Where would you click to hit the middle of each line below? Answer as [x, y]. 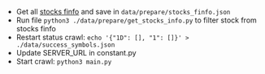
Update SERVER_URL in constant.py [76, 53]
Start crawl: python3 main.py [64, 61]
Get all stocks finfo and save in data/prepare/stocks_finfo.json [123, 12]
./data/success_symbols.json [65, 45]
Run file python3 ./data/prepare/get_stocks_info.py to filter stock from [137, 20]
